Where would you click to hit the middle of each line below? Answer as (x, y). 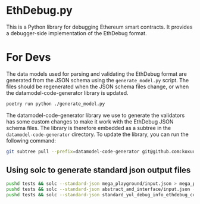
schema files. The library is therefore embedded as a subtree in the (89, 128)
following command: (31, 140)
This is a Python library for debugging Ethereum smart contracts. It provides (99, 27)
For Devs (29, 58)
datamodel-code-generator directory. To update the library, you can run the (97, 134)
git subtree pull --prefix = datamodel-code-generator (73, 152)
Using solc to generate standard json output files (99, 170)
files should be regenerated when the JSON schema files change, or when (98, 86)
